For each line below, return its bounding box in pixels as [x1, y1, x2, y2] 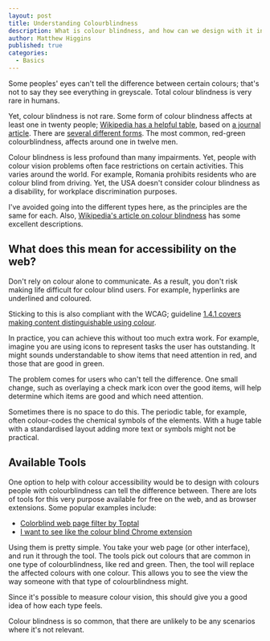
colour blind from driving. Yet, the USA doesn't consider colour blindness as [8, 178, 260, 187]
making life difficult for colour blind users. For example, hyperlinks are [8, 284, 240, 294]
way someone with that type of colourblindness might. [8, 576, 189, 586]
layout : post [8, 11, 52, 20]
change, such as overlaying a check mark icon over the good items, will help [8, 382, 262, 392]
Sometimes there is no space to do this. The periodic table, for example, [8, 406, 247, 416]
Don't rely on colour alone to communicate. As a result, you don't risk [8, 276, 239, 286]
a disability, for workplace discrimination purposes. [8, 186, 178, 196]
